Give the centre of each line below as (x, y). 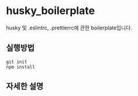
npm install (20, 67)
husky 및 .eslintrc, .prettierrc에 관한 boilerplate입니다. (69, 28)
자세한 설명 (25, 86)
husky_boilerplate (51, 11)
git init (17, 62)
